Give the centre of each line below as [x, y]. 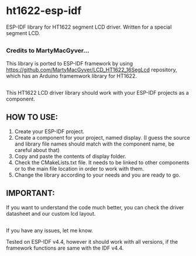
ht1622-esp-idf [44, 11]
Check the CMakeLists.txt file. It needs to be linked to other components [102, 162]
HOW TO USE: [32, 117]
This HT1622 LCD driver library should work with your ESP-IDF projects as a [97, 93]
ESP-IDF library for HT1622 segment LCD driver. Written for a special [89, 27]
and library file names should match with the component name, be [94, 144]
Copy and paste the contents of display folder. [70, 156]
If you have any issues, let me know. [50, 231]
